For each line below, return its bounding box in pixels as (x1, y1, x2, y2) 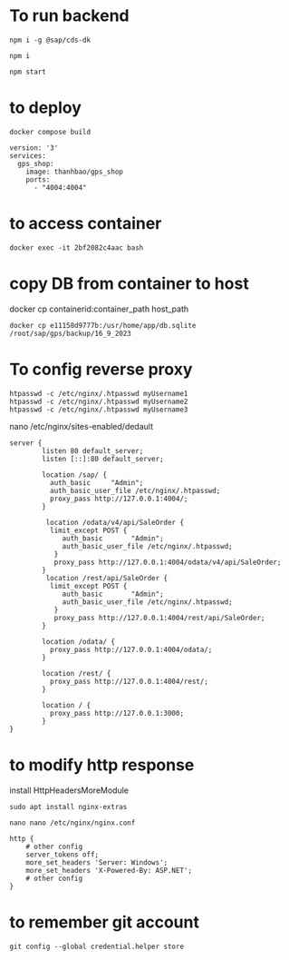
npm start (9, 67, 47, 76)
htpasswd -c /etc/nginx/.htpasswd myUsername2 (9, 397, 188, 406)
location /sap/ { (42, 470, 107, 480)
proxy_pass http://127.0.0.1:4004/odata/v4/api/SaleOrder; (53, 558, 282, 567)
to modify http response (9, 755, 195, 775)
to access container (9, 213, 162, 234)
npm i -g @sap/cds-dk (9, 35, 92, 45)
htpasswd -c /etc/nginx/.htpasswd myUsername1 (9, 389, 188, 398)
